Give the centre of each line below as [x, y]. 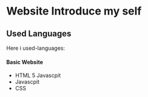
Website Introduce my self [74, 11]
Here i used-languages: [36, 48]
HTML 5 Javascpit [38, 75]
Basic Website [25, 62]
